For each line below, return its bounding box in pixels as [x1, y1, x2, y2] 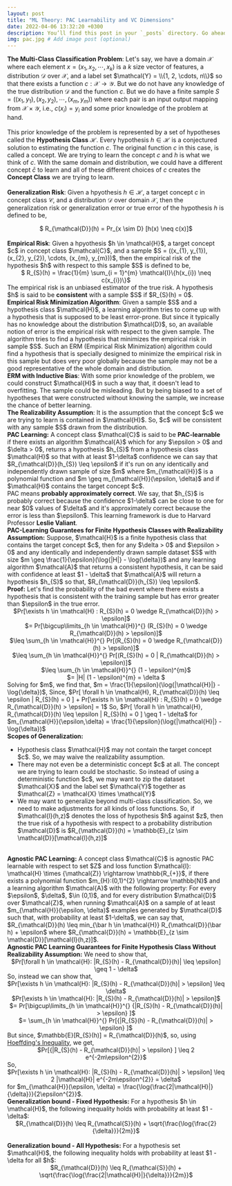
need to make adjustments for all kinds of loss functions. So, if [17, 804, 195, 812]
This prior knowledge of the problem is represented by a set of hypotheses [7, 127, 221, 136]
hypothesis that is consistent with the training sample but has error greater [7, 592, 220, 600]
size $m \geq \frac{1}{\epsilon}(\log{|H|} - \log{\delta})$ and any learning [7, 555, 216, 564]
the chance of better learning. [7, 401, 92, 409]
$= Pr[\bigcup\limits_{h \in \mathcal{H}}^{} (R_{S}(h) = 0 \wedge [24, 621, 208, 630]
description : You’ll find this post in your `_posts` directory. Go [7, 29, 209, 37]
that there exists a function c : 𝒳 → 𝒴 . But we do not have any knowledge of [7, 79, 225, 87]
